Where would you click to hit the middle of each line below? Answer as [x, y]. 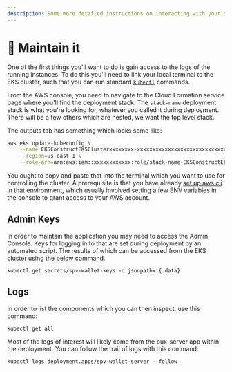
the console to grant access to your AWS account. [79, 198]
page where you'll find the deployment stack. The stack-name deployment [112, 102]
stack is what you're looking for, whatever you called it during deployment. [113, 110]
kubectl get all [30, 328]
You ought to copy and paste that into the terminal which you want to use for [116, 176]
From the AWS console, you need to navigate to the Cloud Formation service [116, 95]
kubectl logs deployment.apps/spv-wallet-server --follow [92, 361]
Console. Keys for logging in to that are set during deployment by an [104, 243]
